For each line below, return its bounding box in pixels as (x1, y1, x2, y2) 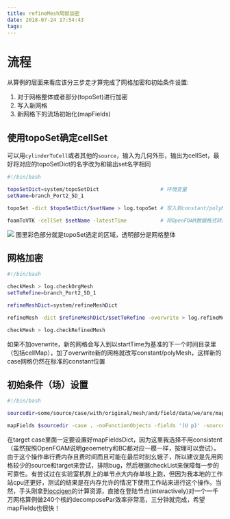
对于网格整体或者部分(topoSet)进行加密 (16, 93, 128, 101)
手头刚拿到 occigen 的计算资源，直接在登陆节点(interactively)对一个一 (18, 487, 213, 495)
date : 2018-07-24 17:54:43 (7, 16, 84, 23)
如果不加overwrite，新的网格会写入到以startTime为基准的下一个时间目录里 (7, 340, 217, 348)
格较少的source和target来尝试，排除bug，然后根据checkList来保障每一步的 (7, 461, 219, 469)
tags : (7, 23, 23, 29)
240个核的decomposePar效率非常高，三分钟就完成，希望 (42, 496, 205, 503)
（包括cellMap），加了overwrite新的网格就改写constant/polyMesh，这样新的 (7, 349, 222, 357)
